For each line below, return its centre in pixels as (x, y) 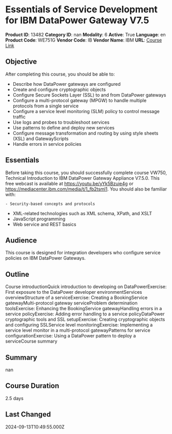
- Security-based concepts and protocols (50, 204)
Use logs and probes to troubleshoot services (61, 122)
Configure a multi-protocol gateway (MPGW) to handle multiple (80, 100)
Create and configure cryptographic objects (59, 89)
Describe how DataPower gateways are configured (66, 84)
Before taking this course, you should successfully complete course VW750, (86, 173)
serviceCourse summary (31, 341)
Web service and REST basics (44, 224)
